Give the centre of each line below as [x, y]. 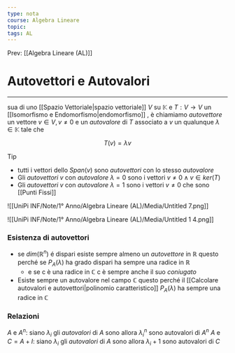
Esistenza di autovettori [48, 238]
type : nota [23, 14]
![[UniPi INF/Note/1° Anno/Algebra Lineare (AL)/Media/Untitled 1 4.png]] [111, 219]
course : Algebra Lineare [43, 20]
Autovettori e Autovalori [79, 81]
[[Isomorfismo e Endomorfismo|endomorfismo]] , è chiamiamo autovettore [115, 115]
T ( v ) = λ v [117, 143]
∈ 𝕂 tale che [26, 129]
